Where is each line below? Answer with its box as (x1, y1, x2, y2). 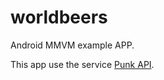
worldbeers (10, 6, 108, 29)
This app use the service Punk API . (10, 58, 155, 70)
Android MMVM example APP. (10, 39, 135, 51)
